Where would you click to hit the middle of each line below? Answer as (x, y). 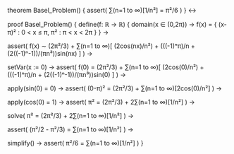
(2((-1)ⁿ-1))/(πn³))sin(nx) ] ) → (50, 53)
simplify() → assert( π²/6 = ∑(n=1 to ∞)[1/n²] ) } (75, 143)
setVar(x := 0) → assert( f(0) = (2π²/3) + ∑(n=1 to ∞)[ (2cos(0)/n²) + (106, 67)
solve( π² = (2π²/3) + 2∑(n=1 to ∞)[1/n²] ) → (70, 115)
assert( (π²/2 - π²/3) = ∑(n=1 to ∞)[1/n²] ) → (70, 129)
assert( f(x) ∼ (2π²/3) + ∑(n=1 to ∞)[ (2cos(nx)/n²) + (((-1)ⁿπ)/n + (101, 46)
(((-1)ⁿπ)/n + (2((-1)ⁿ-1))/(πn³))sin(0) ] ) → (67, 75)
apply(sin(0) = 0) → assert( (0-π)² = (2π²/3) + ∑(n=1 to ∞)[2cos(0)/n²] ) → (115, 88)
